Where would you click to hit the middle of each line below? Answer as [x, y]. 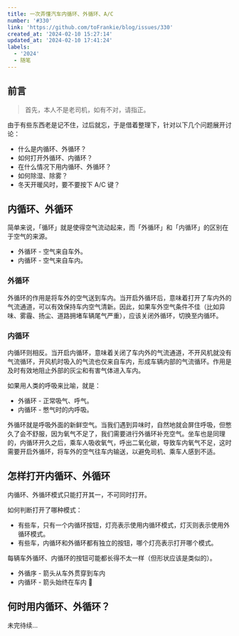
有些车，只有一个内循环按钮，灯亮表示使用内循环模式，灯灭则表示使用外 [123, 525]
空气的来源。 [32, 237]
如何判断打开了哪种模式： [45, 510]
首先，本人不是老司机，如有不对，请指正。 [87, 109]
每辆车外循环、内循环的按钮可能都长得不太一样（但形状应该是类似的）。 [112, 558]
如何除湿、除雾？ [43, 175]
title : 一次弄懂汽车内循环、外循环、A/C [60, 14]
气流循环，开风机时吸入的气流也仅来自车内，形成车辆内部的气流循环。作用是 [119, 361]
